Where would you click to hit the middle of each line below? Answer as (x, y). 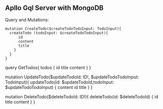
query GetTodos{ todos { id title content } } (48, 67)
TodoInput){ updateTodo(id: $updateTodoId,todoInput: (59, 82)
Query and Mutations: (27, 19)
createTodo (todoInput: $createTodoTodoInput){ (59, 33)
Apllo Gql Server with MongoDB (54, 8)
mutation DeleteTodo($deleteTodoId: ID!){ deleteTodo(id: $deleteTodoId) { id (82, 96)
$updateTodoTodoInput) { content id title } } (49, 87)
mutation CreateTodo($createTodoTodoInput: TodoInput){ (63, 29)
